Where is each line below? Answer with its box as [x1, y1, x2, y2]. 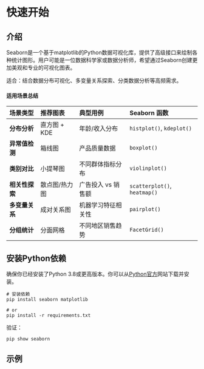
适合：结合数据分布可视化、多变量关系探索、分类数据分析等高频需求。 [6, 77, 182, 84]
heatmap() [129, 189, 158, 196]
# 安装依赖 [6, 291, 30, 297]
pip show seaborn [6, 336, 50, 342]
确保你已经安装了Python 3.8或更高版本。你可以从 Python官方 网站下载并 [6, 271, 184, 278]
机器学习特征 [78, 201, 116, 209]
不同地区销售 [78, 222, 116, 230]
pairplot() [129, 206, 161, 213]
